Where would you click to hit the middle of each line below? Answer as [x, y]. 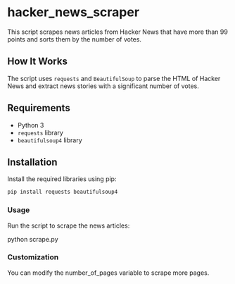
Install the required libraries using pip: [62, 179]
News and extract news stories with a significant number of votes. [103, 86]
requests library [40, 132]
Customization [33, 257]
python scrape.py [33, 239]
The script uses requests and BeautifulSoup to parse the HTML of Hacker [114, 78]
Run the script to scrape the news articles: [69, 226]
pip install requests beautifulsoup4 [63, 192]
